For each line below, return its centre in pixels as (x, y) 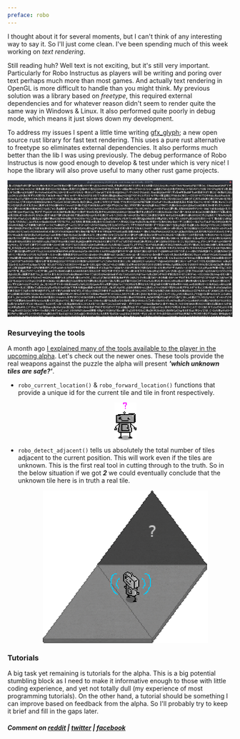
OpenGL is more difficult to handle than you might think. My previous (109, 88)
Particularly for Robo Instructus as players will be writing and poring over (115, 73)
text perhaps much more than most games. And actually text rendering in (115, 80)
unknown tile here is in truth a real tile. (74, 481)
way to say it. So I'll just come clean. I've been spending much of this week (118, 44)
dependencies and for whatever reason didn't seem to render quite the (112, 103)
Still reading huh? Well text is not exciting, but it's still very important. (109, 65)
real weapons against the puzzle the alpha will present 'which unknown (114, 363)
